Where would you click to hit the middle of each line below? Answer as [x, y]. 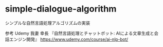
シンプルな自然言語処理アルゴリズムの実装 [48, 23]
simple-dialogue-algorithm [61, 9]
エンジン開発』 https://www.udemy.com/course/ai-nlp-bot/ [69, 39]
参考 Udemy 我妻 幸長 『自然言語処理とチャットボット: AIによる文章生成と [80, 33]
